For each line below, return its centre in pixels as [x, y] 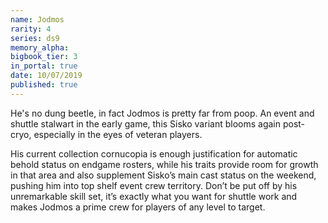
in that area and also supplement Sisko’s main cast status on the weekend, [163, 175]
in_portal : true [44, 66]
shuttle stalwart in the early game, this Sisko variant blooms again [145, 123]
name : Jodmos [37, 19]
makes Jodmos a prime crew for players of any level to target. [138, 207]
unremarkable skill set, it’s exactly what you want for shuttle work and [154, 196]
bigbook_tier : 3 [44, 57]
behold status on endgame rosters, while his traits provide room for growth [164, 164]
